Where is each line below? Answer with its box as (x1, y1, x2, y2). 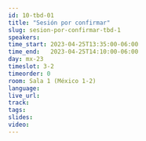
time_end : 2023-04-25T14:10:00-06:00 (8, 48, 139, 56)
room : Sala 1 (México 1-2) (8, 77, 97, 85)
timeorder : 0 (8, 70, 51, 78)
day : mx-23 (8, 56, 44, 63)
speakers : (8, 33, 41, 42)
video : (8, 121, 30, 128)
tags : (8, 107, 26, 114)
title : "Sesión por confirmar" (8, 19, 111, 27)
